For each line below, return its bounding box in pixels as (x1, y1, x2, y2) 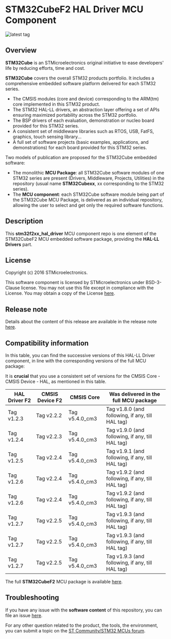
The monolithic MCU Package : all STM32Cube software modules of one (12, 169, 164, 175)
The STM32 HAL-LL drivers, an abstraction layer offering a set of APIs (12, 106, 160, 113)
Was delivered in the (109, 391, 160, 397)
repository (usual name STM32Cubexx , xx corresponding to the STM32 (12, 180, 164, 187)
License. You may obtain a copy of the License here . (5, 290, 116, 296)
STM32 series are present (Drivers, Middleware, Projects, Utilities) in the (12, 175, 164, 181)
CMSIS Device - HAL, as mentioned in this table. (5, 378, 107, 385)
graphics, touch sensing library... (12, 134, 82, 140)
